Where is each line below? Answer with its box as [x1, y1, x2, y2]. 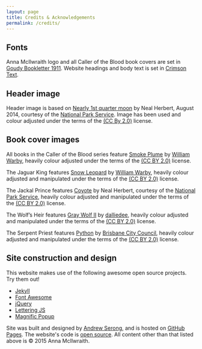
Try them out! [6, 275, 40, 283]
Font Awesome [14, 293, 52, 301]
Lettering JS [14, 306, 46, 313]
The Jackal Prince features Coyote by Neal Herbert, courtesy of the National [6, 187, 196, 194]
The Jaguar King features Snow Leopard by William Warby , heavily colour [6, 168, 189, 176]
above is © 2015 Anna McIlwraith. [6, 337, 90, 344]
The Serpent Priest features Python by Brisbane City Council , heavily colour [6, 229, 194, 236]
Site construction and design [6, 253, 117, 264]
